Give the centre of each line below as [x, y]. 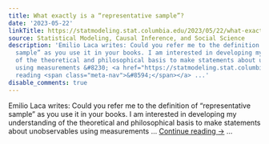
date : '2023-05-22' [41, 23]
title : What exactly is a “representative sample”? [96, 16]
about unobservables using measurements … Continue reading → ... [120, 131]
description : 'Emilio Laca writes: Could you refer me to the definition [134, 46]
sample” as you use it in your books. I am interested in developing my [122, 114]
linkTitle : [26, 30]
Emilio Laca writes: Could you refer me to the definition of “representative [129, 106]
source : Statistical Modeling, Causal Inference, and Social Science [127, 38]
